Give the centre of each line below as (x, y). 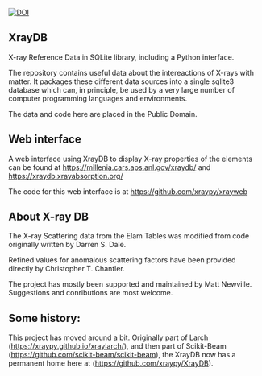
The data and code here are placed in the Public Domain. (103, 114)
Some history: (44, 318)
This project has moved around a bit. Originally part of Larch (108, 337)
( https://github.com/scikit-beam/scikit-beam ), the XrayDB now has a (122, 355)
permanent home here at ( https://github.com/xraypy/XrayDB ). (111, 363)
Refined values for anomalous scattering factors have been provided (122, 260)
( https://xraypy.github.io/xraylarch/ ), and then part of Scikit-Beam (118, 346)
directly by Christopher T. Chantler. (67, 269)
